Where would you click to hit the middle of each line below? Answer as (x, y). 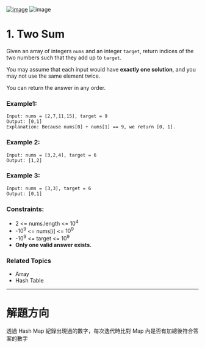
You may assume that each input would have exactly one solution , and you (101, 69)
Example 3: (23, 176)
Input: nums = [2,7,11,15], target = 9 (57, 116)
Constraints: (25, 209)
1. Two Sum (36, 34)
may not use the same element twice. (53, 76)
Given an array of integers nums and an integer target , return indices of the (100, 51)
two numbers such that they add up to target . (64, 57)
